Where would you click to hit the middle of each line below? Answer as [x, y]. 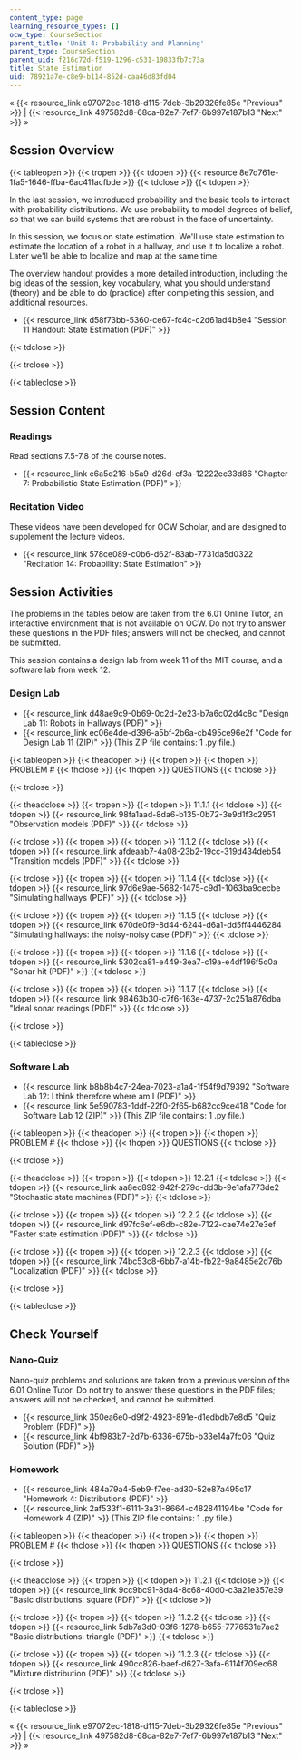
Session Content [58, 410]
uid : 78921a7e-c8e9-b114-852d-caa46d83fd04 [93, 77]
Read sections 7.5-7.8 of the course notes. [88, 456]
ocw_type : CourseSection [56, 34]
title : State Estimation [56, 69]
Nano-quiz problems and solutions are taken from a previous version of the [150, 1380]
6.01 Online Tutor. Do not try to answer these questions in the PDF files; [142, 1390]
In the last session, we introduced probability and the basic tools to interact [150, 200]
